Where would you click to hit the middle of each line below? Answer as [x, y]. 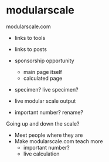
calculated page [43, 78]
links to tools [30, 38]
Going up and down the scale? [43, 123]
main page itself [43, 72]
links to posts [30, 49]
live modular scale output [45, 101]
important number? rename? [49, 112]
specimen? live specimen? [46, 89]
